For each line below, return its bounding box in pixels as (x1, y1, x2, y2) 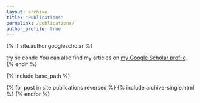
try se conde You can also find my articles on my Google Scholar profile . (6, 54, 188, 61)
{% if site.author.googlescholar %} (6, 42, 93, 50)
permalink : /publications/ (6, 20, 75, 26)
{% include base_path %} (6, 72, 71, 79)
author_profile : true (6, 25, 61, 32)
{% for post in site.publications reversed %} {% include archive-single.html (6, 84, 195, 91)
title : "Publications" (6, 15, 64, 21)
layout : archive (6, 8, 47, 15)
